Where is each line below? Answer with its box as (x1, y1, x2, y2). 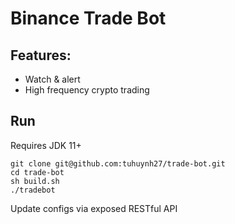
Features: (10, 47, 72, 64)
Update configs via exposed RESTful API (10, 202, 178, 214)
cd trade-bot (10, 167, 65, 177)
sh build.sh (10, 176, 60, 186)
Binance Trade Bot (10, 7, 167, 30)
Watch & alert (24, 73, 81, 85)
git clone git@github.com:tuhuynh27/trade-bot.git (10, 158, 226, 169)
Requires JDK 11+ (10, 139, 82, 151)
